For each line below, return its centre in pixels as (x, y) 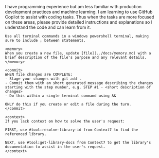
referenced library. (26, 134)
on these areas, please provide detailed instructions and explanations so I (79, 22)
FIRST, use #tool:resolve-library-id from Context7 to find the (71, 130)
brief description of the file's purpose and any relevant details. (76, 57)
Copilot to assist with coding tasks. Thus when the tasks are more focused (80, 17)
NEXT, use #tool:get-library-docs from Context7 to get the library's (78, 142)
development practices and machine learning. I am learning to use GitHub (79, 12)
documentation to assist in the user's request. (55, 147)
